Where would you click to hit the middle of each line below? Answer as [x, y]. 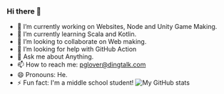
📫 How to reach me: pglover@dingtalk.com [81, 65]
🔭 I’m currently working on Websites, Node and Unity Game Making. [117, 27]
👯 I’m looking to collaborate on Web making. [82, 42]
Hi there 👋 [24, 11]
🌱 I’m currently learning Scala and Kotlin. [77, 34]
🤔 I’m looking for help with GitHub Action [77, 49]
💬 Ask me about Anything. [55, 57]
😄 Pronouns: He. [42, 75]
